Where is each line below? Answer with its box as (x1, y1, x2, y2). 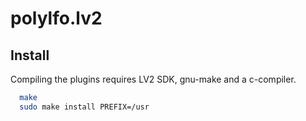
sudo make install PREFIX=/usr (19, 102, 150, 112)
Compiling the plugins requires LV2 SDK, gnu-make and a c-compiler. (10, 73, 297, 85)
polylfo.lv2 (10, 7, 103, 30)
